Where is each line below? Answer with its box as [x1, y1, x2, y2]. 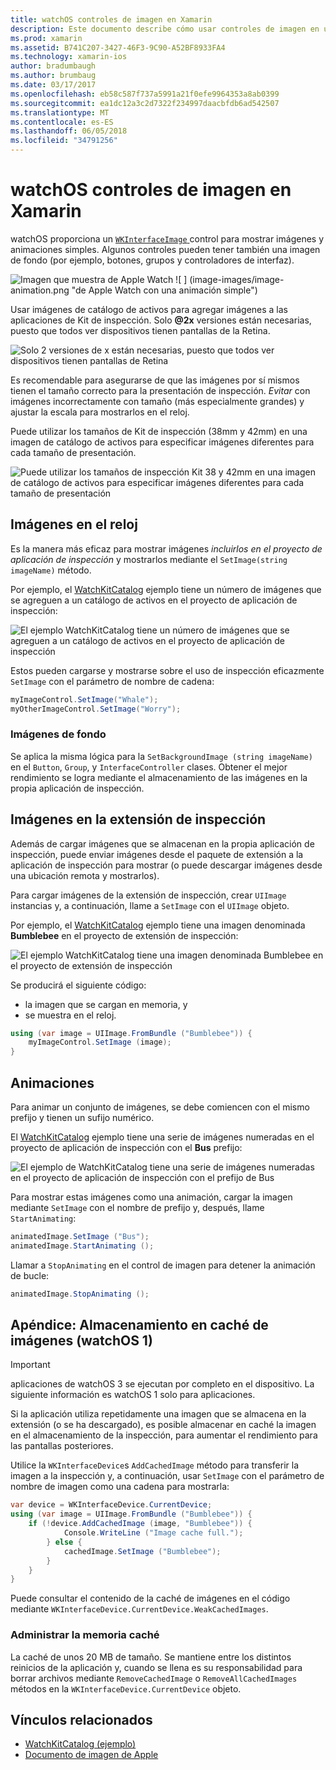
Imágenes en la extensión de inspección [10, 811, 267, 828]
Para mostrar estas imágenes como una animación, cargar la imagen [10, 1191, 293, 1203]
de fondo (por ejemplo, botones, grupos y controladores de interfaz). [10, 254, 295, 266]
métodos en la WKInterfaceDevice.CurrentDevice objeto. [10, 1682, 242, 1695]
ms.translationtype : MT [10, 107, 110, 118]
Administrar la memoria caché [10, 1628, 160, 1642]
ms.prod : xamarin [10, 33, 83, 43]
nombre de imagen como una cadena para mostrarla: [10, 1481, 230, 1493]
